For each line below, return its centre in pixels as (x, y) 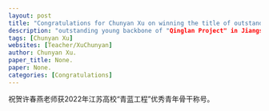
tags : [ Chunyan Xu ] (41, 38)
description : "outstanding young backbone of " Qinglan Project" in (123, 30)
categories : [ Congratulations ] (60, 75)
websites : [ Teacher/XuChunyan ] (60, 46)
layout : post (30, 16)
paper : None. (30, 68)
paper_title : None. (41, 61)
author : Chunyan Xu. (43, 53)
